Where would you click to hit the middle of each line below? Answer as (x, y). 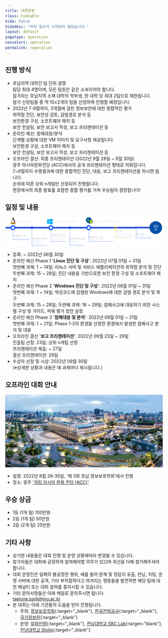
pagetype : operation (27, 37)
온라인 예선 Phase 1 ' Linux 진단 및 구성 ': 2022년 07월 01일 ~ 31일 (77, 260)
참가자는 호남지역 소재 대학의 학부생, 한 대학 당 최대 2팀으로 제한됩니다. (82, 96)
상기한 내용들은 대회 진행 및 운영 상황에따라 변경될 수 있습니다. (73, 556)
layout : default (22, 32)
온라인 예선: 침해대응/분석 (37, 133)
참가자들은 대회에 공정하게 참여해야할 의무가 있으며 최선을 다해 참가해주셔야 (86, 562)
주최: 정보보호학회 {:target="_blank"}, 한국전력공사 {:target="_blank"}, (89, 611)
